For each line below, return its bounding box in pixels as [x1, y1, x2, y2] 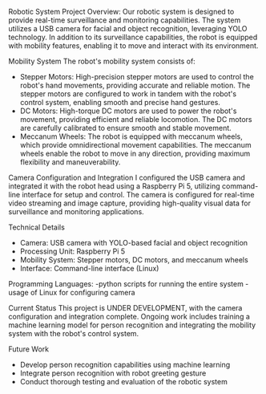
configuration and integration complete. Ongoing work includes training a [8, 312, 251, 321]
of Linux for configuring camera [30, 288, 135, 297]
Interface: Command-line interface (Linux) [19, 264, 159, 273]
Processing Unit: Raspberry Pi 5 [19, 246, 126, 256]
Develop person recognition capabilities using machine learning [19, 360, 231, 369]
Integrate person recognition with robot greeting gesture [19, 368, 207, 378]
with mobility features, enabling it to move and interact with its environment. [8, 41, 259, 51]
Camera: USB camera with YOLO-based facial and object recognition [19, 238, 248, 247]
